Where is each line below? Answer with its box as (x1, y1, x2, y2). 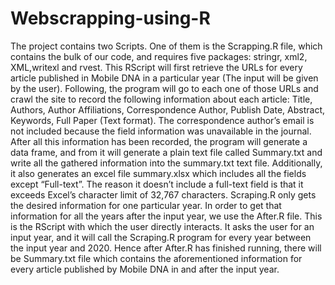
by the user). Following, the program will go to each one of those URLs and (10, 82, 319, 94)
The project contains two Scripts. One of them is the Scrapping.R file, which (10, 40, 323, 52)
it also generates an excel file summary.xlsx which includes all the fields (10, 167, 307, 179)
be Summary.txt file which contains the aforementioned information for (10, 252, 303, 264)
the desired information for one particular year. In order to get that (10, 199, 282, 211)
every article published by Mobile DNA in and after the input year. (10, 263, 280, 275)
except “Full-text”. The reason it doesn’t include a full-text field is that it (10, 178, 304, 190)
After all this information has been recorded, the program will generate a (10, 135, 308, 147)
